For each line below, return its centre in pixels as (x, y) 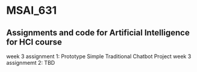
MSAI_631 (32, 10)
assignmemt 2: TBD (31, 63)
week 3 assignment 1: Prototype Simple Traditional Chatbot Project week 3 (99, 56)
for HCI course (34, 42)
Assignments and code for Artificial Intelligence (98, 33)
